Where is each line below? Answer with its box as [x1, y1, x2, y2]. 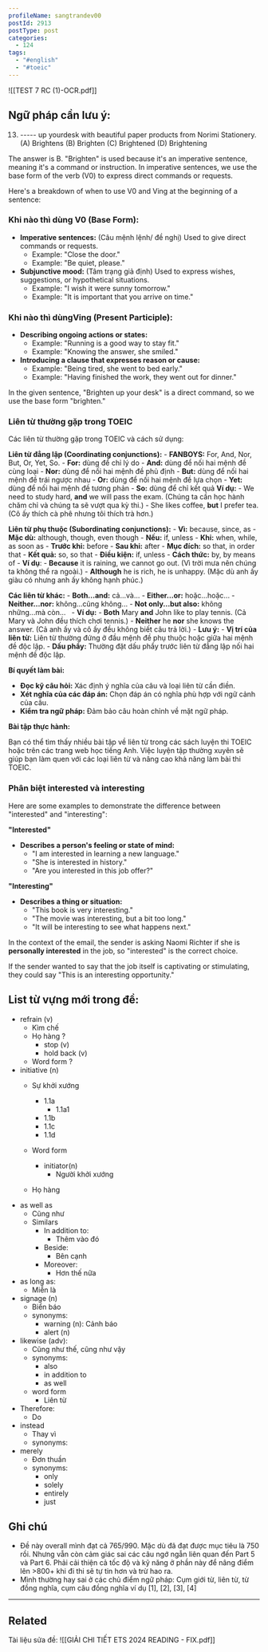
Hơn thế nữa [55, 1268, 97, 1277]
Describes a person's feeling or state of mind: [19, 840, 175, 850]
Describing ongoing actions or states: [19, 330, 148, 340]
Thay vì [31, 1429, 57, 1438]
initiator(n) [43, 1161, 78, 1170]
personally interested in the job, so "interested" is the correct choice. [8, 946, 238, 956]
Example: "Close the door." [31, 249, 121, 259]
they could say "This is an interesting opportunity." [8, 970, 175, 980]
